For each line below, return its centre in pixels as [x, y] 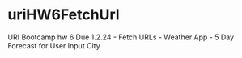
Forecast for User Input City [54, 45]
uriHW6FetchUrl [64, 15]
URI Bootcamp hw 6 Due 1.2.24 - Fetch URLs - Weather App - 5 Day [121, 37]
